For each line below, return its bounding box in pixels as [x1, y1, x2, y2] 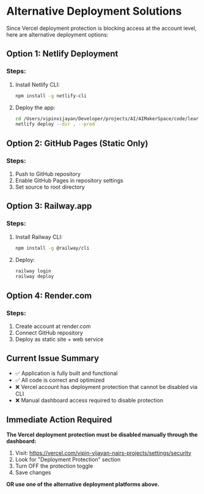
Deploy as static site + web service [15, 335, 104, 343]
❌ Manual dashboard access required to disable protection [15, 396, 164, 404]
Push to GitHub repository [15, 170, 81, 178]
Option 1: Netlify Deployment [6, 49, 118, 59]
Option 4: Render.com [6, 290, 92, 300]
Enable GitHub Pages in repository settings [15, 176, 123, 184]
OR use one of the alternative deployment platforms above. [6, 481, 160, 488]
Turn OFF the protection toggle [15, 462, 93, 470]
